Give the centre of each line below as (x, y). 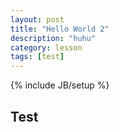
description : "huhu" (53, 38)
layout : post (37, 19)
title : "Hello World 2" (60, 29)
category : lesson (46, 47)
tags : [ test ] (37, 57)
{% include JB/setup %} (60, 85)
